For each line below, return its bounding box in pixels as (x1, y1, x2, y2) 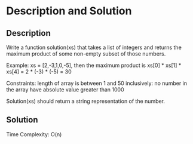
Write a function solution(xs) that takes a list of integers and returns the (6, 44, 182, 51)
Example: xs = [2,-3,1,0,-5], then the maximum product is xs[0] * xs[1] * (6, 62, 182, 69)
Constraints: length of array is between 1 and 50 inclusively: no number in (6, 79, 187, 87)
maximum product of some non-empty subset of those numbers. (6, 50, 166, 57)
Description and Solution (6, 4, 132, 18)
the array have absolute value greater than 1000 (6, 86, 124, 93)
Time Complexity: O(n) (6, 130, 62, 138)
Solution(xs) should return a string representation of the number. (6, 97, 166, 105)
